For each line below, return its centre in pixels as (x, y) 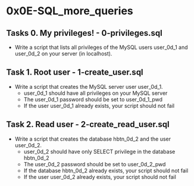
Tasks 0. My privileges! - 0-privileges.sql (84, 33)
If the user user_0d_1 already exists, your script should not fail (99, 106)
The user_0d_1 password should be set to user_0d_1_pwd (93, 99)
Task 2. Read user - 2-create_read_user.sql (88, 124)
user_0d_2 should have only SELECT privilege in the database (99, 151)
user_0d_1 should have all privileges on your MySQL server (96, 93)
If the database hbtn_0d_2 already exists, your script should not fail (106, 170)
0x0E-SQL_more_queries (70, 11)
